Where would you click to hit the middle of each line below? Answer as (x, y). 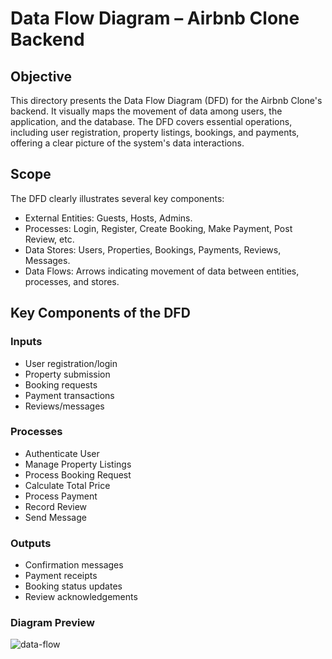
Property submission (67, 374)
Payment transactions (69, 395)
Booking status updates (73, 586)
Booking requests (61, 384)
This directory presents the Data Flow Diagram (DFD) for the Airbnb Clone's (166, 100)
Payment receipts (61, 576)
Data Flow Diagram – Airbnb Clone (155, 18)
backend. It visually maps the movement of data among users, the (146, 111)
